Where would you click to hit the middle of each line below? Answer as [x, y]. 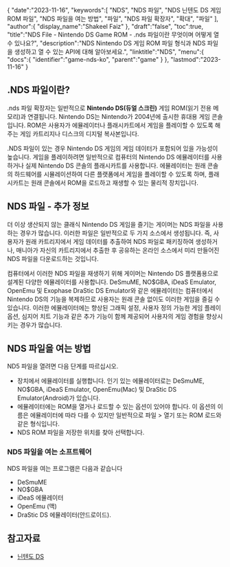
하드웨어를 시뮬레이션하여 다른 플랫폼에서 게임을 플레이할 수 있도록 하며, [111, 174]
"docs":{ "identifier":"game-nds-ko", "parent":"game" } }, [88, 59]
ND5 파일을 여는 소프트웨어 [49, 452]
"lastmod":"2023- [196, 59]
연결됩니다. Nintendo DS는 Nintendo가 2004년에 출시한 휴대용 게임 [119, 116]
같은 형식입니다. [38, 424]
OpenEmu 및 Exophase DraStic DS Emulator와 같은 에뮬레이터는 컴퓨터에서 [110, 290]
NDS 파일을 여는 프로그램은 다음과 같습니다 [65, 468]
